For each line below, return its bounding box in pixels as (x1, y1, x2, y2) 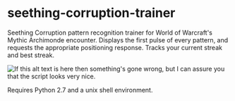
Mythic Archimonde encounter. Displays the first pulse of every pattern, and (7, 35, 229, 44)
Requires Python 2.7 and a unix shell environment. (7, 85, 153, 94)
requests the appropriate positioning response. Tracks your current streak (7, 43, 222, 52)
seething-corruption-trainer (7, 5, 176, 21)
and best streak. (7, 51, 55, 59)
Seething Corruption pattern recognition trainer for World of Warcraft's (7, 28, 213, 37)
